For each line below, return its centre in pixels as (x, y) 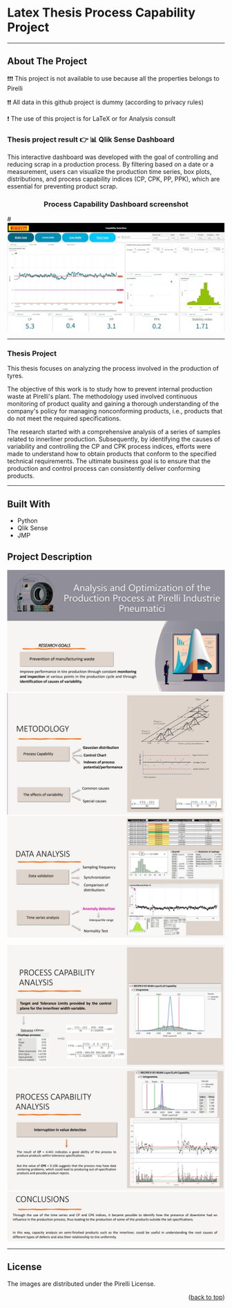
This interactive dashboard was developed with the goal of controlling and (113, 157)
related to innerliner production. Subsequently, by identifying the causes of (114, 439)
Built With (29, 504)
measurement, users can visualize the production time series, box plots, (109, 172)
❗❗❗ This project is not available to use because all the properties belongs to (113, 78)
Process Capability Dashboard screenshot (116, 204)
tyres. (16, 376)
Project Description (50, 557)
